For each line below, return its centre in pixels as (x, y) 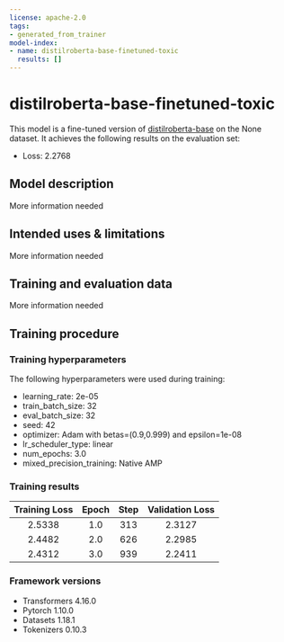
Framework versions (55, 581)
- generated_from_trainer (58, 34)
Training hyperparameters (68, 359)
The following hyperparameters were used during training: (117, 379)
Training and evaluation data (91, 284)
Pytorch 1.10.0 (48, 610)
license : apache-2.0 (48, 18)
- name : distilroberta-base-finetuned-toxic (94, 51)
